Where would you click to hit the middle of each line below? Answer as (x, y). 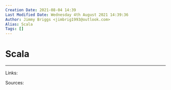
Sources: (15, 83)
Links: (11, 73)
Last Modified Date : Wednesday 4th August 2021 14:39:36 (67, 15)
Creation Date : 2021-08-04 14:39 (41, 10)
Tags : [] (15, 29)
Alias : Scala (19, 24)
